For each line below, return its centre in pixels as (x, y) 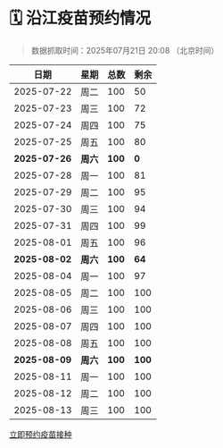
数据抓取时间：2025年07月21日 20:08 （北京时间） (125, 50)
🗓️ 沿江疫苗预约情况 (80, 18)
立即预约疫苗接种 (41, 434)
